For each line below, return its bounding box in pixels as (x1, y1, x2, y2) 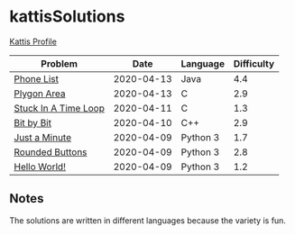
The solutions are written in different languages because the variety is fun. (9, 214, 287, 226)
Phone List (14, 72, 59, 85)
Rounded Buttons (14, 146, 88, 158)
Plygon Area (14, 87, 66, 100)
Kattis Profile (9, 36, 57, 47)
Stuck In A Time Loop (14, 102, 106, 114)
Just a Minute (14, 131, 72, 143)
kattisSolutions (9, 6, 125, 27)
